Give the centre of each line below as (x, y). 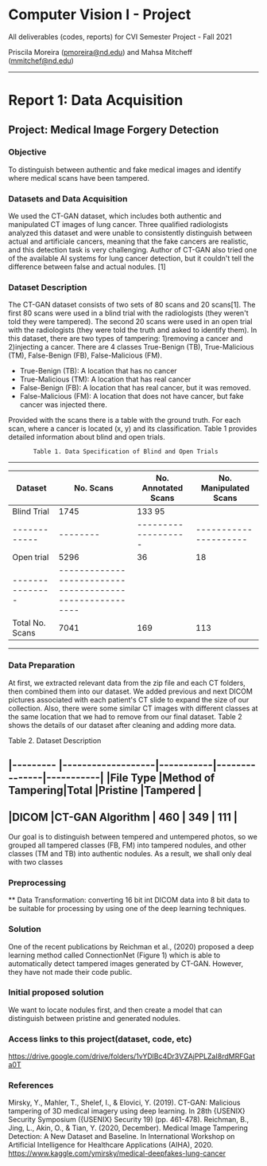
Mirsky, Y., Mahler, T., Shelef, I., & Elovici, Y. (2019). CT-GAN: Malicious (124, 1103)
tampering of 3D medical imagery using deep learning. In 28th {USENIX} (127, 1111)
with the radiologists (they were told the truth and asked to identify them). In (133, 330)
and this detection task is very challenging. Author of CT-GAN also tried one (133, 250)
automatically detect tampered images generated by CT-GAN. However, (126, 963)
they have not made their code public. (70, 972)
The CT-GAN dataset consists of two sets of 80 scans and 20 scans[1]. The (132, 305)
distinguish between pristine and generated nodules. (95, 1018)
